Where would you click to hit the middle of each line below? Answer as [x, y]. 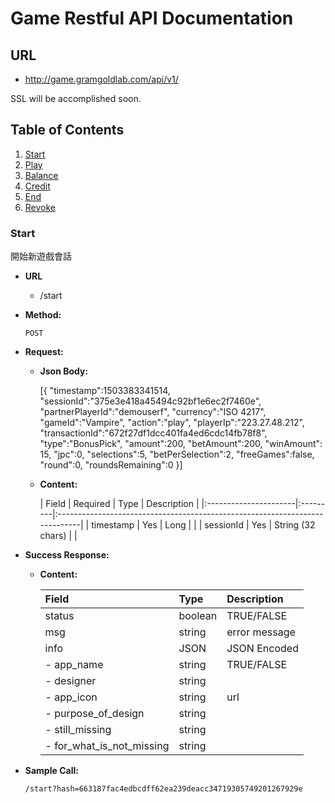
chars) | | [58, 536]
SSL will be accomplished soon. [76, 98]
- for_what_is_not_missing [107, 746]
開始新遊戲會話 [41, 256]
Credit [37, 186]
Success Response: [67, 555]
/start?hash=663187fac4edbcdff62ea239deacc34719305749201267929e [163, 789]
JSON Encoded [262, 649]
